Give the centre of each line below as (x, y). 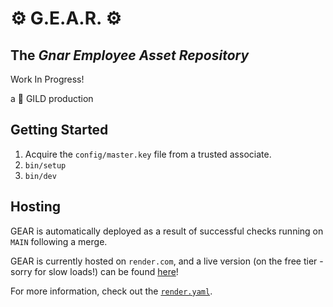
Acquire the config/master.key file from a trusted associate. (148, 154)
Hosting (36, 207)
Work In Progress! (47, 79)
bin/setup (45, 165)
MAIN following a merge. (59, 241)
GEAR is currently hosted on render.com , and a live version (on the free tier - (167, 261)
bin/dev (40, 176)
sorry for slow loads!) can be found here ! (94, 271)
